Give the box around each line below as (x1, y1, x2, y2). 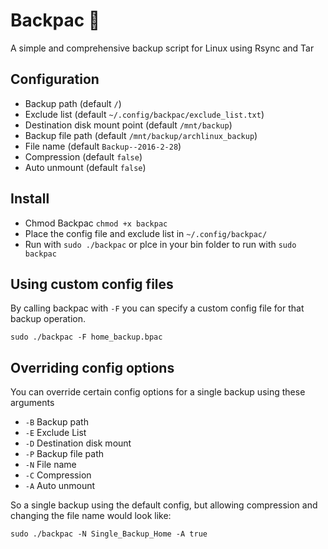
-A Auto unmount (24, 480, 96, 492)
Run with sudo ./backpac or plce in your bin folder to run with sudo (24, 238, 297, 250)
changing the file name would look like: (10, 510, 172, 522)
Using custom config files (10, 275, 174, 293)
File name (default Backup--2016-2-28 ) (24, 140, 182, 152)
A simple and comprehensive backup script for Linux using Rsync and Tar (10, 42, 315, 54)
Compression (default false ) (24, 150, 143, 163)
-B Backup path (24, 416, 89, 428)
